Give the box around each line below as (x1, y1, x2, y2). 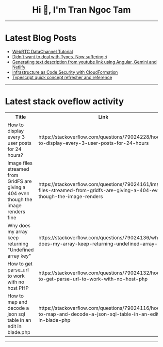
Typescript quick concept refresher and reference (12, 74, 113, 80)
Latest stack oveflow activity (5, 96, 124, 107)
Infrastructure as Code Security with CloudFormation (12, 69, 118, 75)
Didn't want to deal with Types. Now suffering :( (12, 53, 108, 60)
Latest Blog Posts (5, 33, 77, 44)
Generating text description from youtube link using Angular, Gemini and (12, 59, 157, 65)
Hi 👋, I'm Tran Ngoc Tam (32, 4, 131, 16)
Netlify (12, 64, 26, 70)
